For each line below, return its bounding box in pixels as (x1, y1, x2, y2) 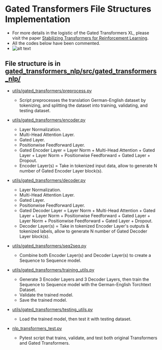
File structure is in (5, 59, 61, 68)
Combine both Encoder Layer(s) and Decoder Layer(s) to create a (19, 252, 151, 258)
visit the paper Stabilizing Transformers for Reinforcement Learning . (12, 35, 149, 41)
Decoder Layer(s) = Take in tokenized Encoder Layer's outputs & (19, 223, 149, 229)
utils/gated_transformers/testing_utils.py (12, 306, 93, 312)
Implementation (5, 14, 71, 25)
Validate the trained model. (19, 292, 73, 298)
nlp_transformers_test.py (12, 325, 62, 331)
